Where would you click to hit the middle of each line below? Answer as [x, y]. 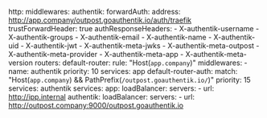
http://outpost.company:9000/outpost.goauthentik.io [96, 105]
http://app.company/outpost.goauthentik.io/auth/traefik [100, 20]
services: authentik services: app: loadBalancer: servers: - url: [111, 88]
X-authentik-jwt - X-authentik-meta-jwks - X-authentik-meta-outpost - [142, 46]
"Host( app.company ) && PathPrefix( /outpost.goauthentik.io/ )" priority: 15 [129, 80]
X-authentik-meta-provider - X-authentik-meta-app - [96, 54]
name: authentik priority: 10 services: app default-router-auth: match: [123, 71]
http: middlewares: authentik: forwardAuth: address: [94, 12]
